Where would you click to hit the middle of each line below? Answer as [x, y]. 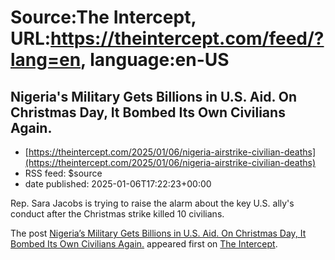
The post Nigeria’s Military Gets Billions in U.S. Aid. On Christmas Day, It [158, 233]
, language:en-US [155, 60]
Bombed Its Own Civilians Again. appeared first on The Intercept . [144, 244]
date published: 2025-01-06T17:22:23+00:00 [118, 184]
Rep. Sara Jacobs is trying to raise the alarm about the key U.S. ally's [152, 203]
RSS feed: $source [63, 173]
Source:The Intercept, [103, 17]
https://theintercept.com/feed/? [187, 38]
